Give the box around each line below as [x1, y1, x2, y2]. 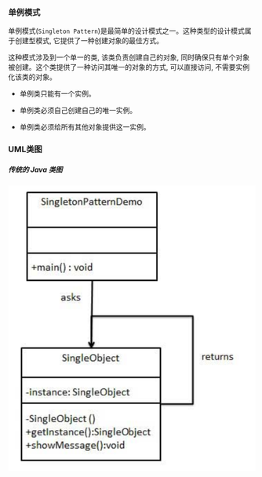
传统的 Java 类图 [8, 165, 63, 174]
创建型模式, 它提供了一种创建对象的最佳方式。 [14, 36, 163, 46]
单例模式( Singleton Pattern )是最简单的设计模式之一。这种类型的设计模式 [8, 26, 245, 36]
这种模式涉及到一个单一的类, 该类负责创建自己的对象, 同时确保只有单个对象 [8, 53, 249, 62]
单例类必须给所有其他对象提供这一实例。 [19, 122, 151, 132]
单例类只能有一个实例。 [19, 89, 96, 99]
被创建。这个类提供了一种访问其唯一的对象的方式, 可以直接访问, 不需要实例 [8, 63, 249, 72]
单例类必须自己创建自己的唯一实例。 [19, 106, 137, 115]
